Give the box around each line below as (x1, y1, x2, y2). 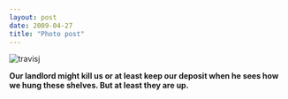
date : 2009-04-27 (9, 21, 73, 30)
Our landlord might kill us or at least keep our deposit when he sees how (9, 71, 279, 81)
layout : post (9, 12, 57, 22)
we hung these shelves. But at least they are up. (9, 80, 189, 91)
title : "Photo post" (9, 29, 86, 38)
